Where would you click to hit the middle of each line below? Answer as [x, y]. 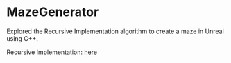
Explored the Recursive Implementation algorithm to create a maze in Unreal [115, 31]
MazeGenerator [53, 12]
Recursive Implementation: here [52, 52]
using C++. [23, 38]
